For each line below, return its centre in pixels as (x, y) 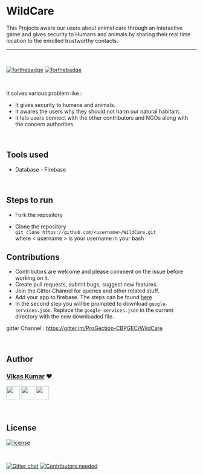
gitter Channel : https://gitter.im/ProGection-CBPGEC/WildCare (85, 328)
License (21, 428)
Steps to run (30, 200)
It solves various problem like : (44, 93)
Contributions (33, 257)
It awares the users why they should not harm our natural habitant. (98, 111)
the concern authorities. (45, 124)
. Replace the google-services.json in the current (112, 310)
